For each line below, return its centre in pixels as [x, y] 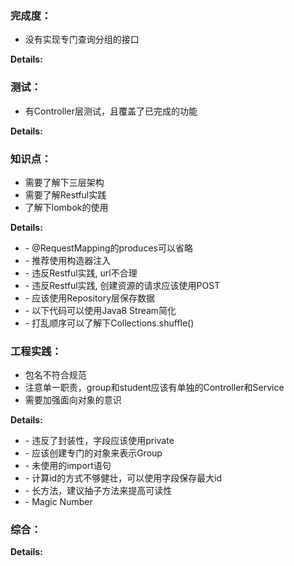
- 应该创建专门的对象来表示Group [93, 453]
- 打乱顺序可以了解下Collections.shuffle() [109, 323]
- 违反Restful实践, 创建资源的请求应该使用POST [122, 285]
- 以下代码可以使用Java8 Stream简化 [100, 310]
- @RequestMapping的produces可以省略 [108, 248]
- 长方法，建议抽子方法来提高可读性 [98, 491]
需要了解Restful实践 [65, 194]
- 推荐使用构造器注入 [68, 260]
